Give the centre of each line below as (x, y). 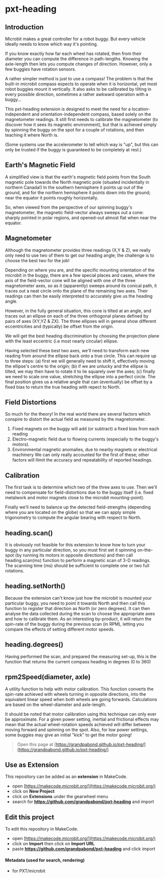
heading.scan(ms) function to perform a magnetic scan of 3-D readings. (78, 561)
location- (141, 109)
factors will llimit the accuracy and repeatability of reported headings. (82, 460)
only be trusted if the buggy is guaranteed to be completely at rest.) (73, 150)
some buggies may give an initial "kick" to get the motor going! (69, 735)
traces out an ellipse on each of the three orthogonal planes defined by (77, 316)
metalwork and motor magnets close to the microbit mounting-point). (75, 498)
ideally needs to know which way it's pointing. (51, 44)
